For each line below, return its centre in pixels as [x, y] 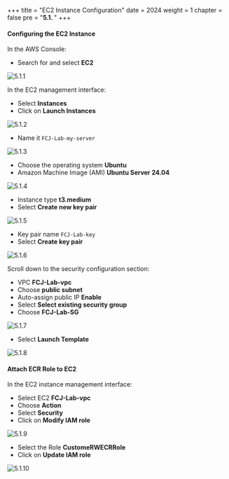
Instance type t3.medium [54, 200]
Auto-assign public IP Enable [59, 298]
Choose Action [39, 405]
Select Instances [42, 104]
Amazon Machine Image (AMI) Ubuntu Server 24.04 [93, 173]
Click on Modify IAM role [54, 420]
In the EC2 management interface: [57, 90]
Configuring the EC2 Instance [51, 34]
